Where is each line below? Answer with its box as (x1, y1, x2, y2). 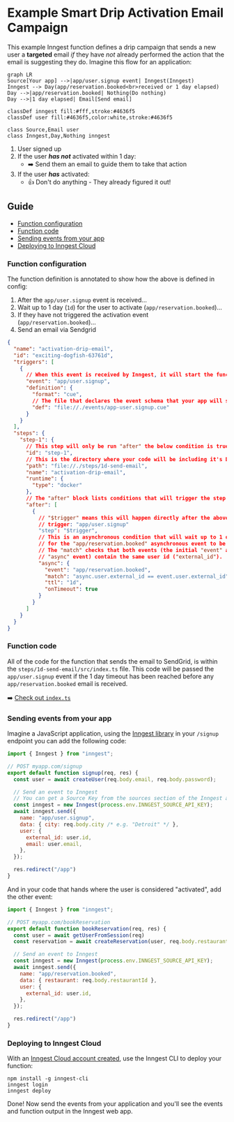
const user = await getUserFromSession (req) (13, 931, 145, 939)
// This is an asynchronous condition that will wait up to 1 (38, 534, 223, 541)
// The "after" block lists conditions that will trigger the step (25, 495, 226, 502)
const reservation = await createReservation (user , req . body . (13, 938, 198, 945)
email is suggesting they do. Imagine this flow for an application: (7, 57, 192, 66)
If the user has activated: (17, 170, 90, 178)
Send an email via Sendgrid (17, 326, 96, 334)
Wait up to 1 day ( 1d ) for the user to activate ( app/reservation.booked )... (17, 303, 223, 312)
